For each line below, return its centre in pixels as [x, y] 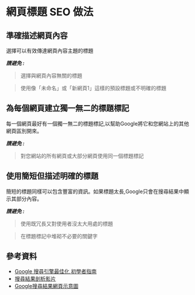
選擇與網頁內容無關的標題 [51, 76]
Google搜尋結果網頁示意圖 [47, 286]
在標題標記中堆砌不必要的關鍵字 [59, 236]
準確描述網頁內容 [37, 35]
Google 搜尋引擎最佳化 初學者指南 [56, 272]
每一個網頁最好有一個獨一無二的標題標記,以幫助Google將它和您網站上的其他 [97, 123]
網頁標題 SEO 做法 [50, 12]
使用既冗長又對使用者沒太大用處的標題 [66, 223]
